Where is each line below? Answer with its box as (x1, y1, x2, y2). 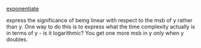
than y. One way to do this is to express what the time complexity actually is (6, 23, 196, 30)
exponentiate (6, 5, 39, 12)
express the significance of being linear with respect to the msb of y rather (6, 17, 193, 23)
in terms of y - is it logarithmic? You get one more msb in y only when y (6, 29, 184, 37)
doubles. (6, 36, 28, 43)
